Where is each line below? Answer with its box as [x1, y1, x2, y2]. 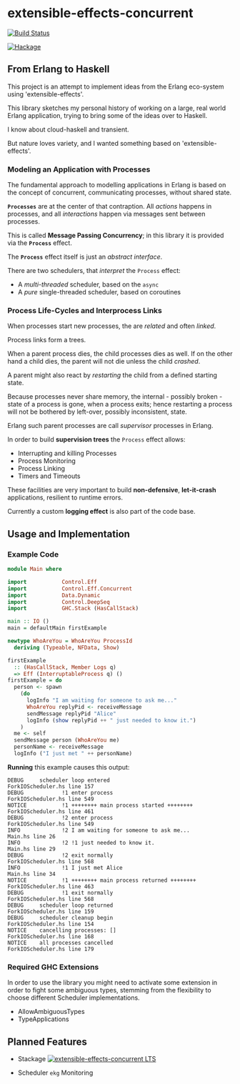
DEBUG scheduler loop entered [7, 777, 111, 784]
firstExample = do [7, 677, 62, 684]
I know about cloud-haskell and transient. [7, 125, 130, 134]
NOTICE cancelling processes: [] [7, 927, 116, 934]
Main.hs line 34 [7, 870, 56, 877]
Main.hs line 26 [7, 832, 56, 840]
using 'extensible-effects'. [7, 89, 84, 98]
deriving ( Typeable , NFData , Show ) [14, 644, 120, 651]
